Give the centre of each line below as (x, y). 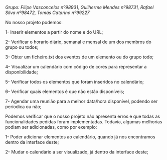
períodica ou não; (23, 107)
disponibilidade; (22, 72)
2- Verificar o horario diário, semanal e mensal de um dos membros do (78, 42)
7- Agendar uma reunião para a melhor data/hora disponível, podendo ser (81, 101)
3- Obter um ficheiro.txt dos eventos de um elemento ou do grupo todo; (79, 57)
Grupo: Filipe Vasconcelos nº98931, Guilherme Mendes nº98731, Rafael (79, 7)
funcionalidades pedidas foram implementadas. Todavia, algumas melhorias (84, 122)
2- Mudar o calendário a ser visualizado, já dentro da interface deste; (77, 152)
